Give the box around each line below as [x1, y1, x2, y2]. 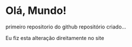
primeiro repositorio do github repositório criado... [5, 23, 127, 30]
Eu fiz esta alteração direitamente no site [5, 34, 104, 41]
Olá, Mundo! [5, 4, 67, 17]
